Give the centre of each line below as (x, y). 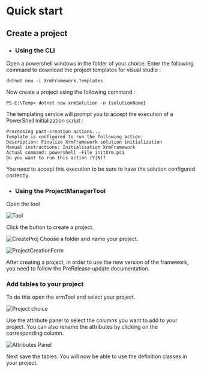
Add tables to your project (45, 284)
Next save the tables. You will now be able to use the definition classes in (97, 356)
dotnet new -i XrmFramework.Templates (55, 81)
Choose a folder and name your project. (89, 239)
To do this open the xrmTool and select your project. (71, 297)
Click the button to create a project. (50, 227)
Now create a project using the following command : (71, 92)
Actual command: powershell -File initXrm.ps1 (65, 152)
